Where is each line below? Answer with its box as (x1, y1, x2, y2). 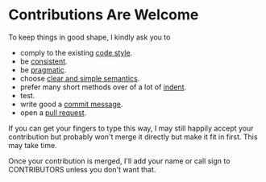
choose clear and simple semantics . (19, 73, 140, 83)
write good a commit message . (19, 99, 123, 109)
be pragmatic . (19, 64, 67, 74)
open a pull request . (19, 107, 87, 118)
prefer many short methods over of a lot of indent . (19, 82, 187, 92)
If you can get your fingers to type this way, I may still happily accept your (8, 123, 254, 133)
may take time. (8, 140, 58, 150)
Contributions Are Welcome (8, 6, 199, 24)
